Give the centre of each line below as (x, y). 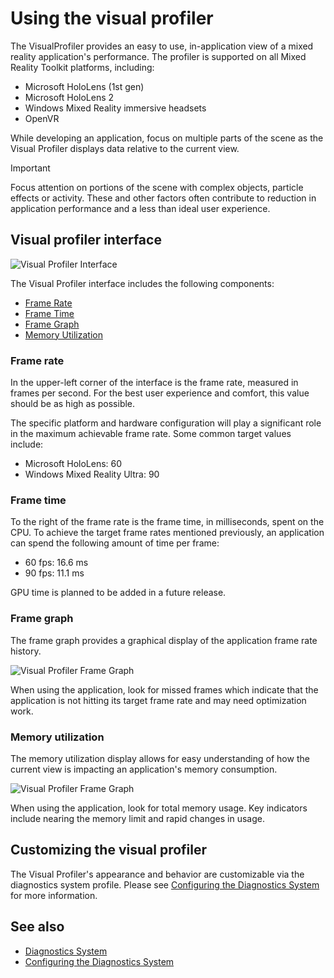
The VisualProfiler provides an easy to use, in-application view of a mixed (162, 46)
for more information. (54, 895)
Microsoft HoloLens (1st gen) (84, 86)
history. (26, 651)
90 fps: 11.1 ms (54, 573)
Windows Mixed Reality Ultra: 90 (92, 474)
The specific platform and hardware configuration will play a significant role (166, 423)
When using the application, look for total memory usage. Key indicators (159, 808)
